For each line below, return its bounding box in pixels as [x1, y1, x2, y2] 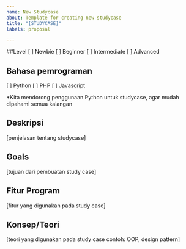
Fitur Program [6, 186, 60, 196]
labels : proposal [6, 26, 51, 32]
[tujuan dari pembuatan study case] [6, 168, 97, 175]
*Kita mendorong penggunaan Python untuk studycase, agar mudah [6, 94, 179, 101]
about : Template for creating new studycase [6, 15, 122, 21]
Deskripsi [6, 118, 44, 128]
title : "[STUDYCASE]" [6, 20, 62, 26]
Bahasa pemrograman [6, 65, 93, 76]
